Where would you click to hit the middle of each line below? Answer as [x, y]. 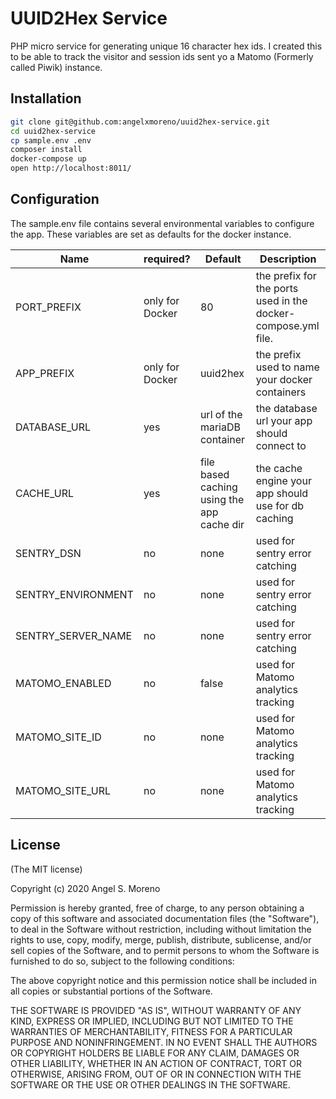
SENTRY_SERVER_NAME [74, 635]
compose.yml [287, 325]
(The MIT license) [46, 869]
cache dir [222, 524]
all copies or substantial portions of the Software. [111, 991]
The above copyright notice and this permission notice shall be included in [163, 980]
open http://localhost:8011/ [71, 168]
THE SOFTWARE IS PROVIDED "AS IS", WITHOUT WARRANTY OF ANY [156, 1010]
